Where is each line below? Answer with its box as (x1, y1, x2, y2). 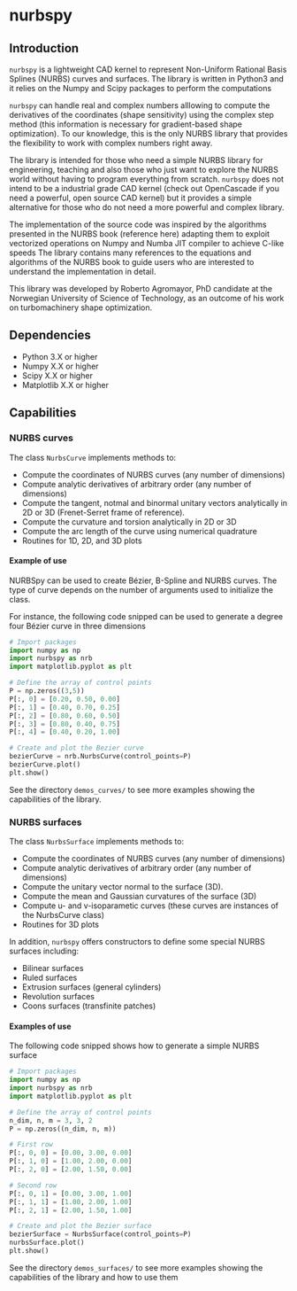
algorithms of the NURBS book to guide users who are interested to (9, 257, 255, 267)
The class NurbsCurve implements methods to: (9, 452, 177, 463)
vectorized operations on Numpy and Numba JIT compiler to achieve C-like (9, 238, 285, 248)
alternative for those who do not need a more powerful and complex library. (9, 202, 285, 213)
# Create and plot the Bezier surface (9, 1222, 152, 1231)
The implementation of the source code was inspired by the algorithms (9, 219, 267, 229)
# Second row (9, 1180, 57, 1190)
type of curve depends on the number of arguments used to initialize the (9, 584, 274, 595)
